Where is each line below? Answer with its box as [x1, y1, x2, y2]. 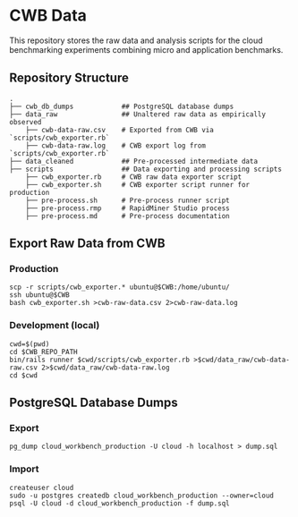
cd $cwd [9, 370, 38, 380]
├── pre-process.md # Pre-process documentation [25, 211, 230, 220]
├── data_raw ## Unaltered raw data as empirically [9, 109, 267, 119]
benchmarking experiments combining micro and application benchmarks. [9, 44, 284, 55]
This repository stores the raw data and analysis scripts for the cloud [9, 35, 263, 46]
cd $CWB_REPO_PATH [9, 347, 78, 356]
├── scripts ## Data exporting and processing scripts [9, 165, 282, 174]
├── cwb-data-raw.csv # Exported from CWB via [25, 125, 215, 134]
